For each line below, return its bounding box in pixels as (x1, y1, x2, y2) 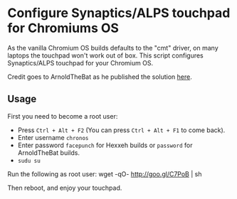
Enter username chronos (17, 133, 89, 141)
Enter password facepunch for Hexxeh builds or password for (17, 141, 193, 149)
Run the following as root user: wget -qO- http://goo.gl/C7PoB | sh (7, 169, 202, 178)
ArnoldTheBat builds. (17, 148, 80, 157)
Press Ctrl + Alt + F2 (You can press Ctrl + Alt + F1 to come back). (17, 126, 226, 134)
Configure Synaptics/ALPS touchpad (7, 5, 231, 21)
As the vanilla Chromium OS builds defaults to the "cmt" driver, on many (7, 43, 218, 52)
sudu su (17, 157, 41, 164)
